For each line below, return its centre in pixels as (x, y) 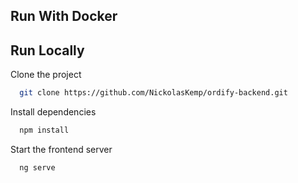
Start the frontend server (61, 149)
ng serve (37, 167)
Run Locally (47, 50)
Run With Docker (64, 16)
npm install (44, 130)
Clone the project (46, 75)
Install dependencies (53, 112)
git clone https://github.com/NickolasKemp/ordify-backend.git (153, 93)
